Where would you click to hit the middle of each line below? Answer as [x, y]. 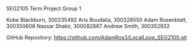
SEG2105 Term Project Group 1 [44, 9]
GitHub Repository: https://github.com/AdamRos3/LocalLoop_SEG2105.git [96, 37]
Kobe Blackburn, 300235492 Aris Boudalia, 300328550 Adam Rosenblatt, [97, 20]
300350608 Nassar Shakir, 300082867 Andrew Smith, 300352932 [88, 26]
